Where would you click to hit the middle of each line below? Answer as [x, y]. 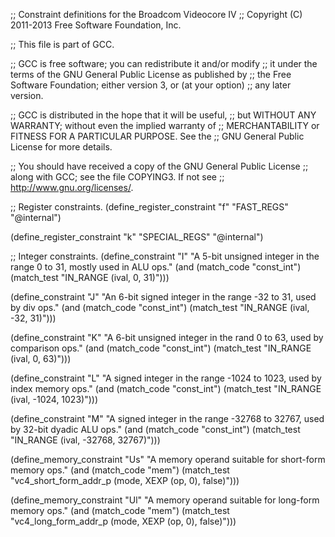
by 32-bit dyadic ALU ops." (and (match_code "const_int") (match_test [155, 429]
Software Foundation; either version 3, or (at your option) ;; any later [151, 85]
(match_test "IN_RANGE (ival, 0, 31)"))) [90, 277]
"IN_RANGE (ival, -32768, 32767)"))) [85, 440]
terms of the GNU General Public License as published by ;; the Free [151, 74]
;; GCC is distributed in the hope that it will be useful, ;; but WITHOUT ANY [163, 115]
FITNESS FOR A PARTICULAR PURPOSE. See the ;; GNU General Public [157, 136]
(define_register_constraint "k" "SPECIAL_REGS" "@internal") [137, 237]
